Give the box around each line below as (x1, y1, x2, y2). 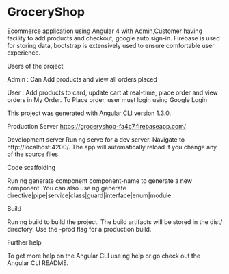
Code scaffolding (7, 163, 56, 171)
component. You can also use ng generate (7, 184, 126, 192)
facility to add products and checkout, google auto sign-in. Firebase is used (7, 34, 220, 42)
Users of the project (7, 62, 64, 70)
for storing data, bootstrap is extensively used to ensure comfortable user (7, 41, 215, 49)
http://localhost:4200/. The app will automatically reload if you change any (7, 142, 217, 151)
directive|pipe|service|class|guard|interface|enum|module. (7, 191, 173, 199)
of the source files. (7, 150, 60, 158)
